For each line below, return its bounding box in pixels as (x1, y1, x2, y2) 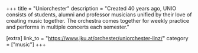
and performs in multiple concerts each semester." (6, 23, 130, 30)
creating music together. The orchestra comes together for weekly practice (6, 17, 190, 24)
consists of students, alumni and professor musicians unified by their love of (6, 11, 192, 18)
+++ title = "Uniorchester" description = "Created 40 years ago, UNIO (6, 5, 176, 12)
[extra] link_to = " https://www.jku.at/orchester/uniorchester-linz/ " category (6, 35, 189, 41)
